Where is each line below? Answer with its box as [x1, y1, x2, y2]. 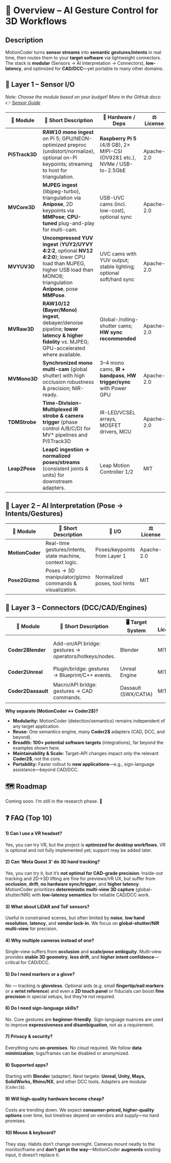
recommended [100, 335, 136, 342]
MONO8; [42, 272, 64, 279]
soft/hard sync [100, 275, 135, 282]
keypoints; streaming [42, 160, 93, 167]
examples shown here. [12, 745, 61, 751]
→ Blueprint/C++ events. [53, 671, 112, 679]
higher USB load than [42, 266, 94, 273]
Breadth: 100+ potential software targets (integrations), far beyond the [12, 739, 164, 746]
